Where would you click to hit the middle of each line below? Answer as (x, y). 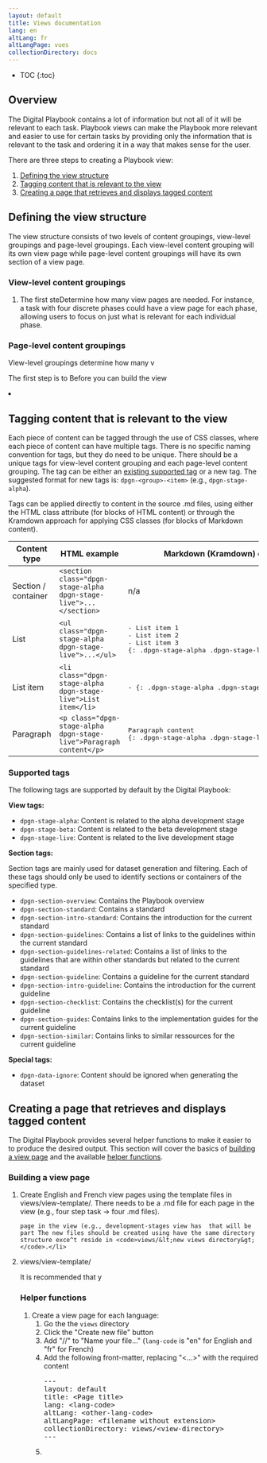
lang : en (23, 30)
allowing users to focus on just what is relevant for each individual (128, 316)
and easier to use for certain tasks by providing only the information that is (130, 136)
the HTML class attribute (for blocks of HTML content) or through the (122, 513)
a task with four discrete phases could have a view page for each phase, (138, 308)
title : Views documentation (55, 23)
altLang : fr (28, 38)
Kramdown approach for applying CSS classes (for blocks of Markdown (126, 521)
